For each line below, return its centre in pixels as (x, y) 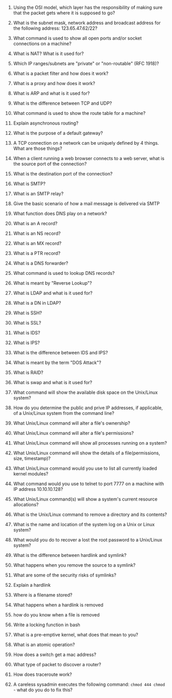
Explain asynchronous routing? (46, 123)
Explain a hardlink (32, 585)
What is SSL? (27, 323)
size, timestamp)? (32, 458)
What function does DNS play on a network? (60, 213)
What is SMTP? (29, 184)
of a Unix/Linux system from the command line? (64, 413)
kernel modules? (31, 474)
